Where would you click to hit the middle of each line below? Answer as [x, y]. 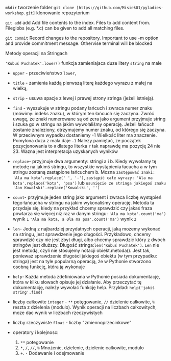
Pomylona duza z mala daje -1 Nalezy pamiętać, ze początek [77, 140]
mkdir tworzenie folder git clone [40, 7]
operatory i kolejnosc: [35, 332]
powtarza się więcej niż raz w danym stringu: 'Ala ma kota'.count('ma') [89, 213]
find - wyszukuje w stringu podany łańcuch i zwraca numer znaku [83, 108]
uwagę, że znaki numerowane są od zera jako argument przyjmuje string [89, 119]
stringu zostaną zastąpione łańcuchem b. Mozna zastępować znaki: [84, 172]
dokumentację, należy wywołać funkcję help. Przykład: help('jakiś [83, 287]
